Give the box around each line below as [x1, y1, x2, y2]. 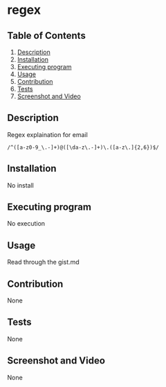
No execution [7, 219, 46, 228]
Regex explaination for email [7, 130, 88, 138]
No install [7, 181, 35, 189]
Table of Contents [7, 30, 86, 42]
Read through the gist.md [7, 258, 80, 267]
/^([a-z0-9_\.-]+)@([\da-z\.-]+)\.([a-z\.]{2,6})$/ [7, 144, 159, 151]
